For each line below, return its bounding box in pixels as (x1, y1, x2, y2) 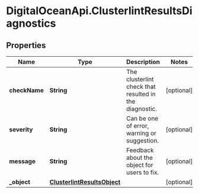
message (9, 157, 36, 165)
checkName (9, 86, 44, 94)
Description (126, 58, 160, 66)
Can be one (126, 114, 159, 122)
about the (126, 154, 153, 161)
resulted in (126, 90, 156, 98)
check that (126, 83, 156, 90)
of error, (126, 122, 149, 130)
